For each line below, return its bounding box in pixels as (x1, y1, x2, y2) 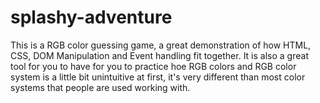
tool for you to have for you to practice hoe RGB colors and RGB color (10, 60, 297, 72)
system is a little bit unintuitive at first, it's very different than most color (10, 71, 306, 83)
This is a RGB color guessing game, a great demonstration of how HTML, (10, 39, 312, 51)
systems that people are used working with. (10, 81, 191, 93)
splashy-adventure (10, 6, 173, 29)
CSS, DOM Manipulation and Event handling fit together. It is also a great (10, 49, 309, 61)
